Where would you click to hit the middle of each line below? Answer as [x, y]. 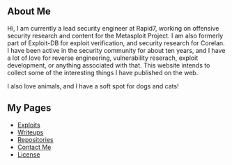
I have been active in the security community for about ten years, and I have [116, 50]
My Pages [29, 108]
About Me [29, 11]
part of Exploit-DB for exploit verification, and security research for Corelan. [116, 43]
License [29, 154]
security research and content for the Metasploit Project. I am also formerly [115, 36]
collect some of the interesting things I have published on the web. [103, 72]
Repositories [35, 139]
